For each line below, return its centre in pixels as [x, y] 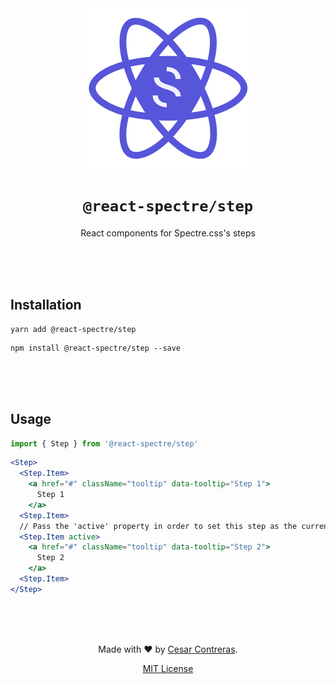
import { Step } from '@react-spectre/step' [104, 443]
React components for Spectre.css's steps [168, 233]
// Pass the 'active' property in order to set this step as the [158, 526]
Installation [46, 305]
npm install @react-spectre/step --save [96, 348]
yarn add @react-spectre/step [73, 329]
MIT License [168, 668]
